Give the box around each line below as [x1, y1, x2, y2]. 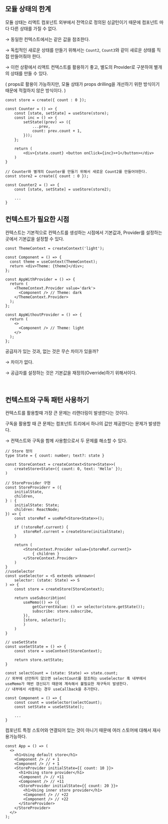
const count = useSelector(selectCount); [14, 700, 102, 705]
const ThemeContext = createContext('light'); [5, 246, 105, 251]
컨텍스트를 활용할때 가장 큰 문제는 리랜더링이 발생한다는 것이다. [5, 410, 129, 416]
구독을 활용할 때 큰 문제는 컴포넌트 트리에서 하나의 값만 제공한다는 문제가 [5, 421, 147, 427]
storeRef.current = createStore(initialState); [23, 529, 125, 535]
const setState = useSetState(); [14, 704, 85, 710]
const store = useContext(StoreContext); [14, 649, 102, 654]
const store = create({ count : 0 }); [5, 98, 87, 103]
